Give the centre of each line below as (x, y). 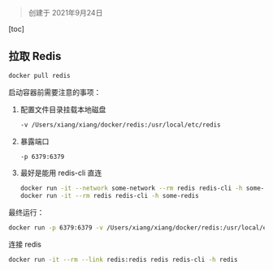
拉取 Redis (35, 56)
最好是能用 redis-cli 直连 (61, 173)
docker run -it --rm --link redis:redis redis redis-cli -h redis (123, 260)
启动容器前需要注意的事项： (55, 92)
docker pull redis (39, 75)
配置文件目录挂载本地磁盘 (63, 109)
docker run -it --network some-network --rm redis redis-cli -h (131, 189)
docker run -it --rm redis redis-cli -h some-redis (109, 196)
